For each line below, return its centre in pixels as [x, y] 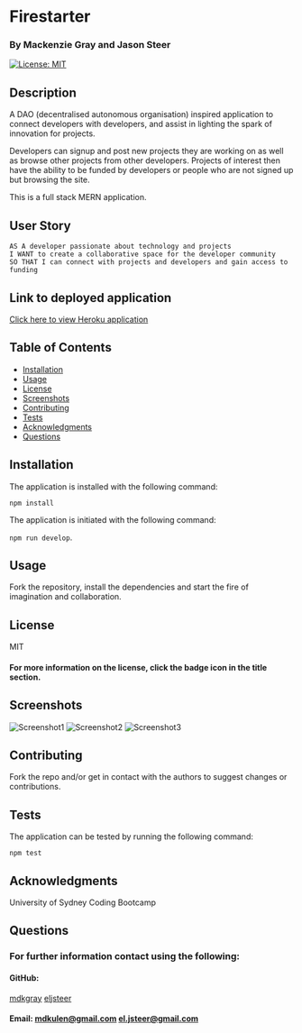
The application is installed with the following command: [114, 486]
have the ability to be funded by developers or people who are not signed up [151, 170]
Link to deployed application [91, 298]
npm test [26, 854]
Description [43, 92]
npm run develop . [41, 537]
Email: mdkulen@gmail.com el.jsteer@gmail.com [104, 1019]
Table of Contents [61, 347]
